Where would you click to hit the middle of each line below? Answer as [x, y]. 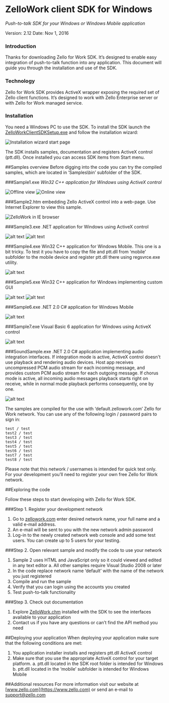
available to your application [42, 617]
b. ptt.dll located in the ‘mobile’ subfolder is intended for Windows [81, 669]
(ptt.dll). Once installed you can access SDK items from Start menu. [75, 157]
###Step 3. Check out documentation [44, 602]
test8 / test [19, 459]
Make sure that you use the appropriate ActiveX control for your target [85, 658]
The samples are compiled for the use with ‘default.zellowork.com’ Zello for [83, 408]
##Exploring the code [28, 489]
